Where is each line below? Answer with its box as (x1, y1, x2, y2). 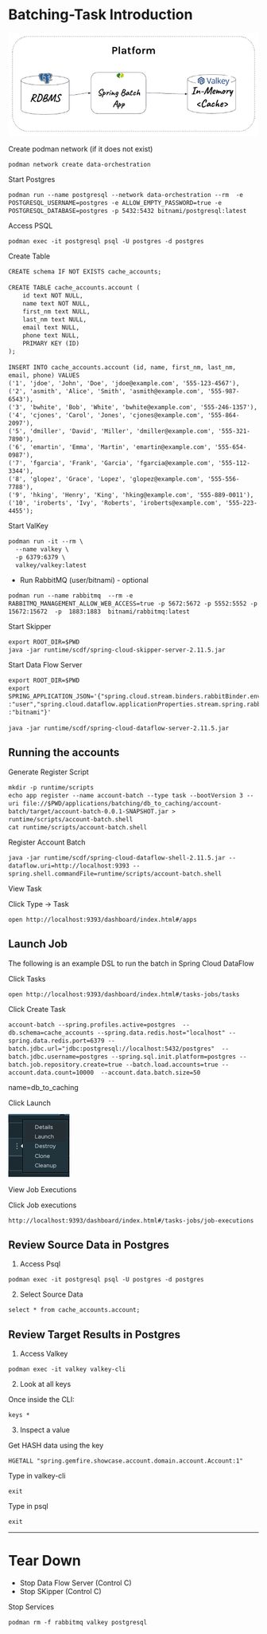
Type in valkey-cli (8, 1471, 66, 1481)
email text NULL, (22, 323, 80, 332)
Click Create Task (8, 1004, 66, 1014)
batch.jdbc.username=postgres (8, 1053, 109, 1061)
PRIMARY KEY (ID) (22, 339, 80, 348)
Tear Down (8, 1552, 81, 1570)
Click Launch (8, 1098, 52, 1108)
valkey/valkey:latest (15, 561, 87, 569)
